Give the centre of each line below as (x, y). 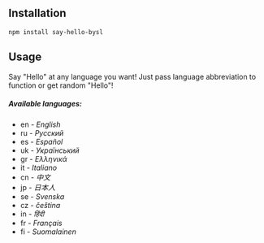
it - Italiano (39, 167)
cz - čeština (40, 205)
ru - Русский (42, 132)
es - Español (41, 141)
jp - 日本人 (38, 187)
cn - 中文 (35, 177)
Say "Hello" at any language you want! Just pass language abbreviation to (132, 76)
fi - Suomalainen (48, 232)
